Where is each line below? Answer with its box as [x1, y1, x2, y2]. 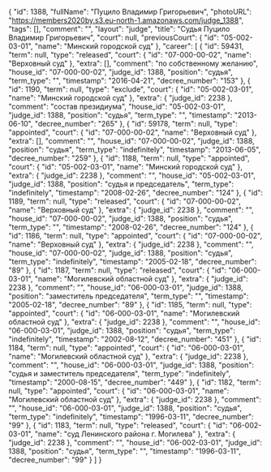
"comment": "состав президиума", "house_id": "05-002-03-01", [8, 101, 226, 111]
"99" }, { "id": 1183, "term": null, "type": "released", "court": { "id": [8, 421, 228, 430]
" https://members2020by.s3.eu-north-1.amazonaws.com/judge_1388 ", [8, 15, 244, 25]
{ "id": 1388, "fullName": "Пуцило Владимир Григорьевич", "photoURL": [8, 7, 252, 16]
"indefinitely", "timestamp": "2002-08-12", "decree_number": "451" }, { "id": [8, 334, 262, 344]
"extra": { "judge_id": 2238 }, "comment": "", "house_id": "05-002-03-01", [8, 170, 256, 180]
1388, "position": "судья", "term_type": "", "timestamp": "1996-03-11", [8, 446, 241, 456]
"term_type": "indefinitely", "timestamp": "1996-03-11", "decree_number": [8, 412, 254, 421]
